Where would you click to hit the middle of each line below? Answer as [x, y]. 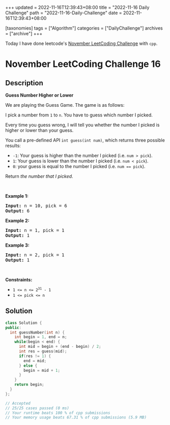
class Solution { [24, 323]
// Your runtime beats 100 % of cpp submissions [58, 413]
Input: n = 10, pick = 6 [36, 206]
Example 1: [17, 196]
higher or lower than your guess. [39, 130]
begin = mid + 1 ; [42, 370]
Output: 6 [17, 211]
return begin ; [29, 385]
